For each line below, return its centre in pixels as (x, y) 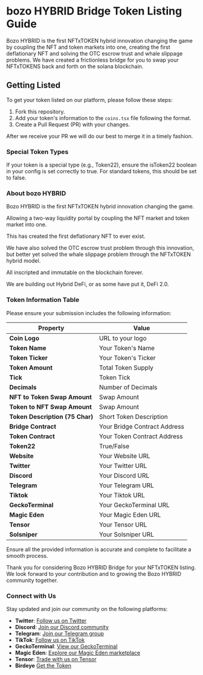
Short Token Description (133, 417)
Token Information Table (43, 300)
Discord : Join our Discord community (62, 627)
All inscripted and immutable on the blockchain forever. (75, 272)
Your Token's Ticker (127, 357)
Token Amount (31, 368)
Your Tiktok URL (122, 495)
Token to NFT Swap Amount (51, 407)
